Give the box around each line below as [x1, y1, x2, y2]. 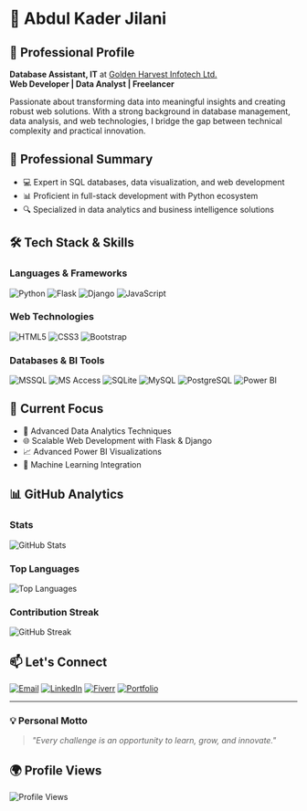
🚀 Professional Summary [9, 152, 153, 167]
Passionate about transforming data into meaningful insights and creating [9, 96, 286, 107]
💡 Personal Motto [9, 714, 89, 727]
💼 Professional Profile [9, 45, 135, 60]
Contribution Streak [9, 606, 100, 618]
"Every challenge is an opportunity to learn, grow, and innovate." [31, 735, 277, 746]
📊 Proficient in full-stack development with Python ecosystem [22, 190, 259, 201]
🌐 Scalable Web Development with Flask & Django [22, 435, 213, 446]
